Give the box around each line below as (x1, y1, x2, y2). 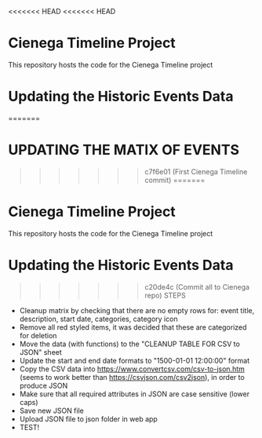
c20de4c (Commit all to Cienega (144, 282, 249, 291)
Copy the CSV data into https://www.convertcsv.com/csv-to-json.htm (19, 364, 246, 374)
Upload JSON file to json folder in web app (19, 414, 158, 423)
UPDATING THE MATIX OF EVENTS (8, 141, 240, 159)
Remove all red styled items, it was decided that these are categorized (19, 322, 247, 332)
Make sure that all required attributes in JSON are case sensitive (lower (19, 389, 249, 399)
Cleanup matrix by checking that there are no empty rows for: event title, (19, 305, 255, 315)
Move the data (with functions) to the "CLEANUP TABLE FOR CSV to (19, 339, 241, 349)
